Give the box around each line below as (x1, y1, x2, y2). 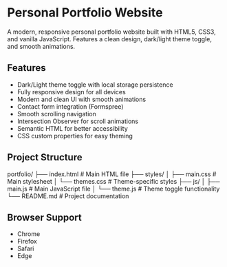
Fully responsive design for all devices (17, 87, 126, 96)
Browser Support (7, 211, 83, 223)
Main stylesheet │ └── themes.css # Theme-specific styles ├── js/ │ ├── (7, 177, 220, 185)
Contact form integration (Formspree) (17, 102, 124, 111)
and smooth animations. (7, 42, 76, 50)
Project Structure (7, 151, 83, 163)
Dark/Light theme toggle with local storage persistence (17, 81, 173, 89)
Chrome (17, 230, 41, 238)
